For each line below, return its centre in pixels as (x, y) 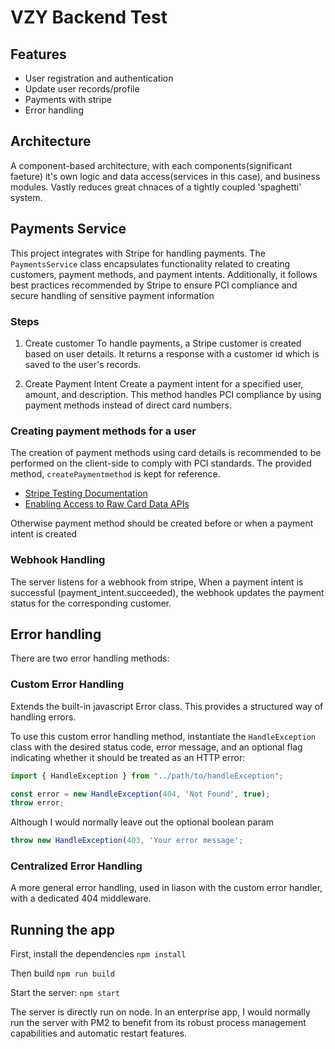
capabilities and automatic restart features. (98, 1033)
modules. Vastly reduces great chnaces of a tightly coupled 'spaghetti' (156, 187)
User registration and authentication (99, 78)
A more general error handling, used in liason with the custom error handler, (166, 888)
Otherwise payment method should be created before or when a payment (162, 523)
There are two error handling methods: (90, 658)
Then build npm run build (62, 973)
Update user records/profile (82, 89)
